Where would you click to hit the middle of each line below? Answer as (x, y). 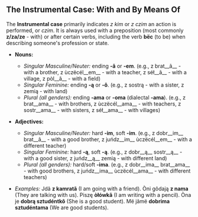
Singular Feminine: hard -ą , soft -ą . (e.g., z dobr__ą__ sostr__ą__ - (103, 152)
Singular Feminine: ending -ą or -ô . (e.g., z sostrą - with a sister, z (104, 85)
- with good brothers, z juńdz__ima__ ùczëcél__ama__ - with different (107, 171)
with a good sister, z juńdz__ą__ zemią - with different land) (95, 158)
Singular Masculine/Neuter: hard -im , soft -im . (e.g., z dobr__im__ (103, 133)
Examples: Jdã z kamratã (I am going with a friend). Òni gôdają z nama (101, 189)
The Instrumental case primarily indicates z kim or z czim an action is (91, 24)
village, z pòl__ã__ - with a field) (62, 78)
